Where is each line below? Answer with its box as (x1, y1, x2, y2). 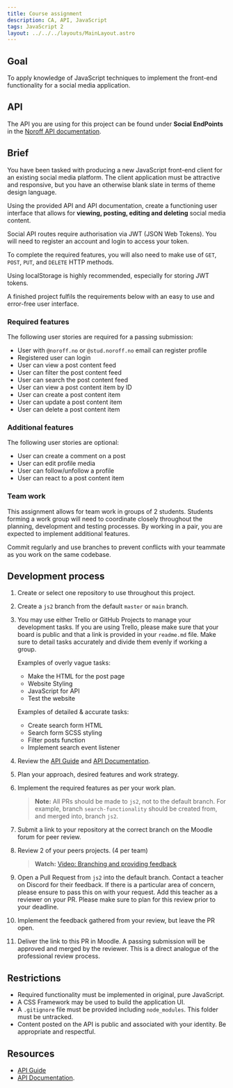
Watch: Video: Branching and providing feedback (34, 860, 177, 868)
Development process (7, 570, 105, 582)
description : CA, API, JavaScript (7, 17, 108, 24)
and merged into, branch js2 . (34, 812, 119, 820)
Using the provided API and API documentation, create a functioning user (7, 201, 218, 209)
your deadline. (17, 903, 59, 911)
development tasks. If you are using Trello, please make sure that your (17, 623, 219, 631)
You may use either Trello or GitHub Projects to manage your (17, 616, 191, 624)
